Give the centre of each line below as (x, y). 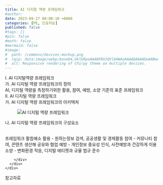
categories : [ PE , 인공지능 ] (31, 23)
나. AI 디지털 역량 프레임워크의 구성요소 (42, 123)
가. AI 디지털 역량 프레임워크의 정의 (38, 84)
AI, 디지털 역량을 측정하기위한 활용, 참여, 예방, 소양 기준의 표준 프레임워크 (74, 90)
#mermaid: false (21, 46)
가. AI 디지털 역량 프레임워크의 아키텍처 (42, 102)
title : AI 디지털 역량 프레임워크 (35, 9)
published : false (23, 28)
